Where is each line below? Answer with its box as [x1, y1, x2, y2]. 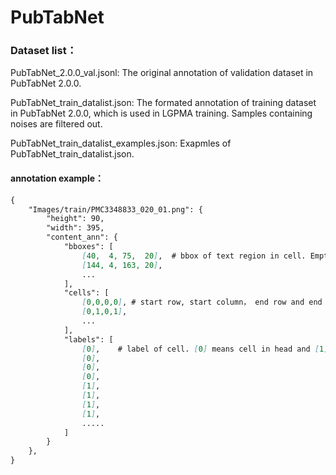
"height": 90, [46, 214, 105, 224]
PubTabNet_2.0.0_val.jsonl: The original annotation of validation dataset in [10, 67, 314, 79]
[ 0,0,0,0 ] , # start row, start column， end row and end [81, 297, 323, 308]
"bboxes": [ [63, 242, 114, 252]
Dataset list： [10, 44, 78, 58]
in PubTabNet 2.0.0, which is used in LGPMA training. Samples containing [10, 107, 313, 120]
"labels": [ [63, 334, 114, 345]
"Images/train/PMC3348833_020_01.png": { [28, 204, 203, 215]
